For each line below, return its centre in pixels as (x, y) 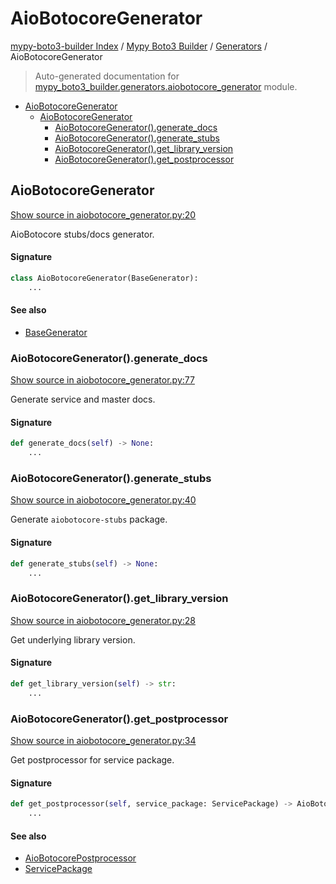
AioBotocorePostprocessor (80, 858)
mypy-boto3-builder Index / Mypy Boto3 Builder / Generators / (139, 46)
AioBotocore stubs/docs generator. (82, 234)
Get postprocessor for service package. (92, 759)
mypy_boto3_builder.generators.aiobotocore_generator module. (166, 86)
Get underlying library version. (73, 639)
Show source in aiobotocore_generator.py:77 (102, 380)
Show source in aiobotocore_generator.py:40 (103, 500)
